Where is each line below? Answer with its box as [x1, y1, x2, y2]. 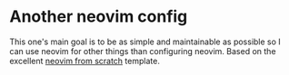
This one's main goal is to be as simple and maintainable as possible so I [9, 36, 282, 47]
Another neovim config [9, 6, 188, 27]
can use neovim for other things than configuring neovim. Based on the [9, 45, 276, 56]
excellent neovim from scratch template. [9, 55, 161, 66]
